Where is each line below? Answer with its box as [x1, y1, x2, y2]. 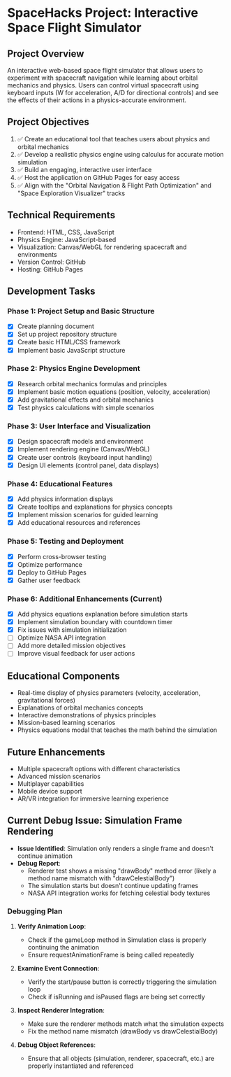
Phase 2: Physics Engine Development [7, 364, 141, 374]
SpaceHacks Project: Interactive [7, 5, 199, 21]
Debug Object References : [17, 1041, 96, 1049]
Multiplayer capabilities [17, 780, 84, 788]
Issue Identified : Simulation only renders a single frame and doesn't [17, 844, 214, 852]
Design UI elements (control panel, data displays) [17, 460, 159, 470]
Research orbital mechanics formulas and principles [17, 379, 167, 388]
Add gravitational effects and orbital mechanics [17, 395, 154, 404]
